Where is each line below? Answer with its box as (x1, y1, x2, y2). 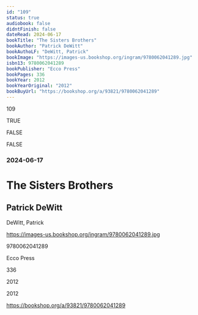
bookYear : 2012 (6, 77, 45, 83)
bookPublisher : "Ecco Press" (6, 65, 81, 72)
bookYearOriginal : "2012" (6, 83, 72, 89)
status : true (6, 15, 40, 21)
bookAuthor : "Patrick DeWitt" (6, 43, 84, 49)
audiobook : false (6, 20, 51, 26)
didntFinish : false (6, 26, 56, 32)
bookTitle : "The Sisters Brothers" (6, 37, 97, 43)
